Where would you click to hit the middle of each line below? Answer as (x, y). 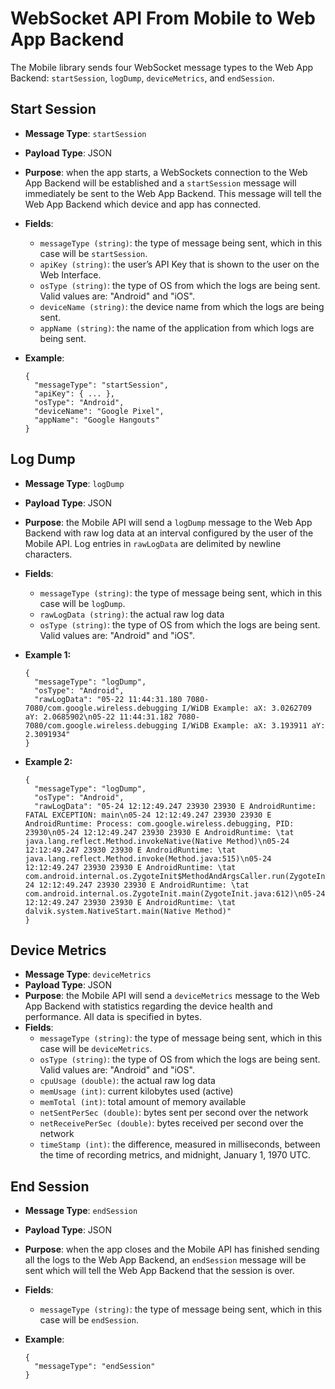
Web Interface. (70, 274)
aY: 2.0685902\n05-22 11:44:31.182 (99, 717)
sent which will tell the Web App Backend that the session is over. (159, 1271)
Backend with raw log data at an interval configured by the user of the (169, 533)
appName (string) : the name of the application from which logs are (177, 328)
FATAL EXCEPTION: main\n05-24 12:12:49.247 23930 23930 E (148, 815)
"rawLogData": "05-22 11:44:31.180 (108, 699)
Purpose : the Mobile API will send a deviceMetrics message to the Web (172, 996)
